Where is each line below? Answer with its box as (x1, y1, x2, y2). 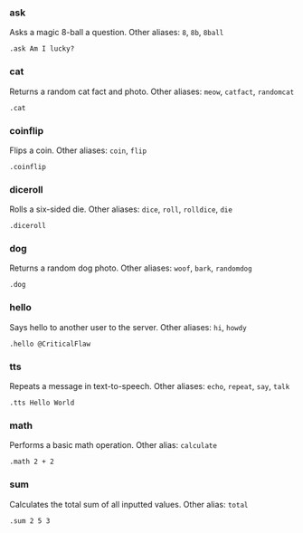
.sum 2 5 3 (9, 516, 51, 526)
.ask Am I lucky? (9, 44, 75, 53)
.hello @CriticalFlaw (9, 339, 91, 348)
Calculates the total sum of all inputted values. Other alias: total (9, 499, 249, 509)
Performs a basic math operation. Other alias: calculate (9, 440, 217, 451)
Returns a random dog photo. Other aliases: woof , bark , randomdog (9, 262, 252, 273)
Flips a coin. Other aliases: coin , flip (9, 145, 147, 156)
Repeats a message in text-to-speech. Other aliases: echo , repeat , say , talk (9, 381, 290, 392)
